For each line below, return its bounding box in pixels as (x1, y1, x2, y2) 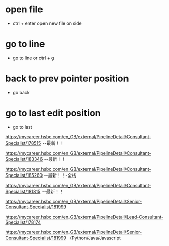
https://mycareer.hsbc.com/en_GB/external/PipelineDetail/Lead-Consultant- (5, 214, 163, 220)
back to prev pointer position (5, 73, 129, 84)
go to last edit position (5, 108, 101, 119)
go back (12, 89, 30, 95)
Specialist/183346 (5, 156, 43, 162)
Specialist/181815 (5, 188, 41, 194)
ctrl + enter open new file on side (12, 20, 82, 26)
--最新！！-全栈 (44, 172, 77, 178)
